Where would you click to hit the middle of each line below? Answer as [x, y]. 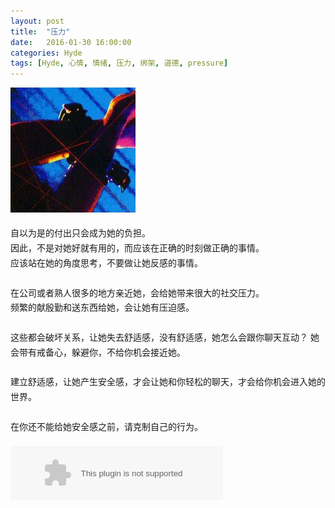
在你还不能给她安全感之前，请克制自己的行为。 [106, 426]
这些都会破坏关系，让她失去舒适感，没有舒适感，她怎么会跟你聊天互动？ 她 [165, 337]
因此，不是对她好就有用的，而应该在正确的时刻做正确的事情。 [137, 248]
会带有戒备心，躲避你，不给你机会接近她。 [98, 352]
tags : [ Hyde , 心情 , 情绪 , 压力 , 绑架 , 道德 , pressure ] [119, 63]
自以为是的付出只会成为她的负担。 [80, 233]
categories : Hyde [46, 53]
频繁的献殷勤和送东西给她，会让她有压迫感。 [102, 307]
